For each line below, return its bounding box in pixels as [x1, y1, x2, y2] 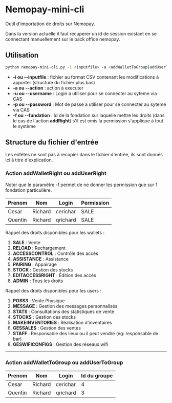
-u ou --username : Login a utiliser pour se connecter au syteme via [12, 90, 157, 96]
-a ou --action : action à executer [12, 85, 83, 91]
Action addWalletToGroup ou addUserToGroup [5, 359, 123, 366]
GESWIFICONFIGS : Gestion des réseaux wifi [12, 341, 109, 347]
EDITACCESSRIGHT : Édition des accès [12, 272, 96, 278]
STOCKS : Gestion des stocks [12, 314, 76, 320]
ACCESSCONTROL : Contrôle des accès [12, 250, 99, 257]
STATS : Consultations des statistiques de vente [12, 308, 115, 315]
